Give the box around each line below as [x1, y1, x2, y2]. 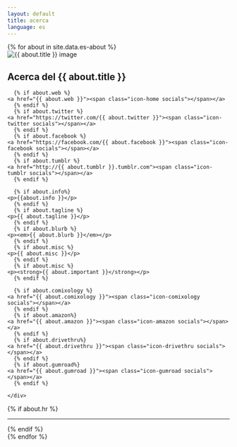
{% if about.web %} [13, 90, 71, 97]
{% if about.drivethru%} [13, 337, 87, 344]
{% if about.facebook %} [13, 133, 87, 140]
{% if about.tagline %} [13, 207, 83, 214]
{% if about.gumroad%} [13, 362, 80, 369]
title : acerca [7, 17, 49, 24]
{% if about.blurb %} [13, 225, 78, 233]
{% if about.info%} [13, 189, 71, 196]
